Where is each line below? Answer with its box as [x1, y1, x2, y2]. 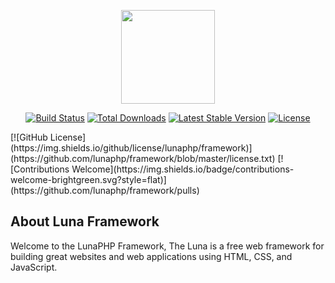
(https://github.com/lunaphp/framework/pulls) [10, 185, 200, 196]
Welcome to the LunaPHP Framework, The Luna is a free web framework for [10, 240, 325, 252]
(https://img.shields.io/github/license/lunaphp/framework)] [10, 142, 253, 154]
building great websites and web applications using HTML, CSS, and [10, 250, 293, 262]
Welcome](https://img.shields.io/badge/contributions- [71, 163, 295, 175]
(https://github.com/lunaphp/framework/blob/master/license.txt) [10, 153, 276, 164]
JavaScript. [10, 261, 58, 273]
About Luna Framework [10, 213, 160, 230]
